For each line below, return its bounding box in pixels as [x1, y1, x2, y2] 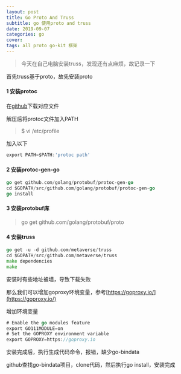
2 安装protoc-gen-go [6, 166, 60, 173]
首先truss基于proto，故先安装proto [6, 73, 93, 80]
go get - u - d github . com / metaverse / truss [6, 247, 112, 253]
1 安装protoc [6, 88, 37, 95]
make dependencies [6, 258, 52, 264]
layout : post [6, 8, 39, 15]
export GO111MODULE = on [6, 325, 63, 332]
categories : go [6, 31, 45, 38]
